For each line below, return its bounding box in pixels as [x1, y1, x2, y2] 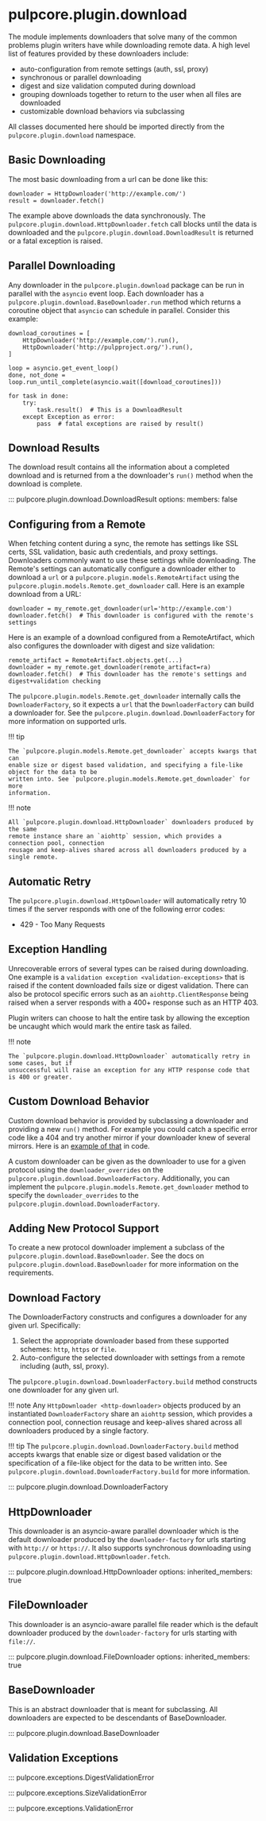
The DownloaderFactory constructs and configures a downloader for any [8, 1312, 248, 1322]
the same [8, 825, 37, 834]
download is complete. [8, 479, 83, 489]
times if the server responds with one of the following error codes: [8, 905, 226, 913]
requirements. [8, 1268, 54, 1277]
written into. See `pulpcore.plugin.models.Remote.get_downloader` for [8, 775, 250, 784]
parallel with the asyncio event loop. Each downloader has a [8, 289, 204, 298]
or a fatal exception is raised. [8, 236, 103, 246]
